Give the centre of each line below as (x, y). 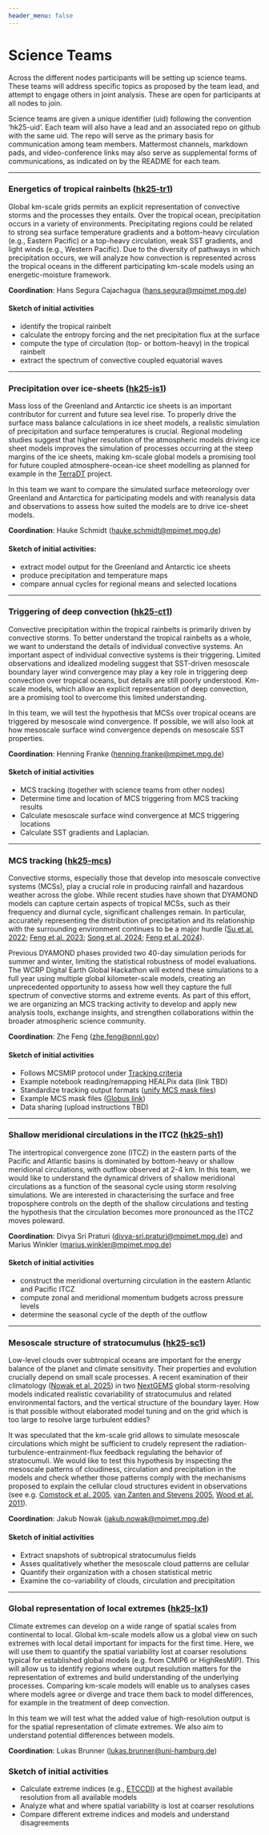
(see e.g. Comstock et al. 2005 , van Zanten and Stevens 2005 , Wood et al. (131, 1495)
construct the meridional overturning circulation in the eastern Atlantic (136, 1280)
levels (30, 1306)
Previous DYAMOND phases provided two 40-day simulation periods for (127, 953)
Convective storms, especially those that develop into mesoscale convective (134, 878)
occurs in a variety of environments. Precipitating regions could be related (130, 223)
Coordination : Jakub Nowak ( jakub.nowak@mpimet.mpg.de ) (109, 1519)
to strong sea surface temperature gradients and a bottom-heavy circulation (134, 232)
